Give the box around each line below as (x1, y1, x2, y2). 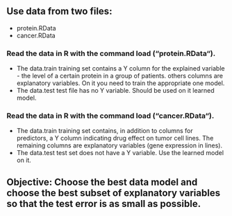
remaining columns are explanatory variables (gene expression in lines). (16, 141, 223, 150)
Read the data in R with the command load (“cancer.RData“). (6, 111, 215, 120)
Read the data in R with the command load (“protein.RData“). (6, 48, 216, 58)
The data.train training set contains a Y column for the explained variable (16, 64, 225, 73)
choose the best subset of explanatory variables (6, 187, 220, 199)
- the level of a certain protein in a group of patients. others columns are (16, 72, 224, 80)
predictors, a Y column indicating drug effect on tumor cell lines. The (16, 134, 214, 143)
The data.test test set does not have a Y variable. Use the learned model (16, 149, 224, 157)
